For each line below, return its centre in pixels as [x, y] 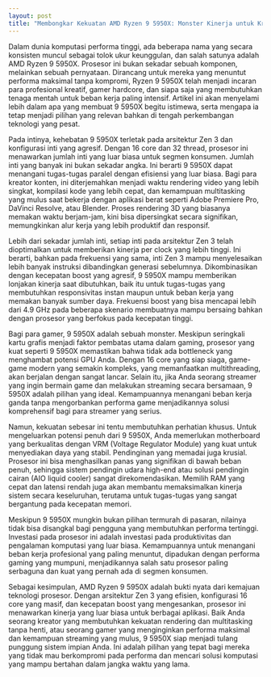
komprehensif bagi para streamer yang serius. [85, 411]
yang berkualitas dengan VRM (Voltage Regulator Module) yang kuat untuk [133, 444]
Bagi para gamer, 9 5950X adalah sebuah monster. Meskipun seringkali [127, 334]
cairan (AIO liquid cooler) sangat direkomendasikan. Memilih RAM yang [127, 478]
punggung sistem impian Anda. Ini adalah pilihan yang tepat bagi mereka [129, 646]
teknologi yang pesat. [44, 124]
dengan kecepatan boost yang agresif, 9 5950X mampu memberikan [123, 275]
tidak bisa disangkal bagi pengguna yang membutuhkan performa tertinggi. [133, 528]
